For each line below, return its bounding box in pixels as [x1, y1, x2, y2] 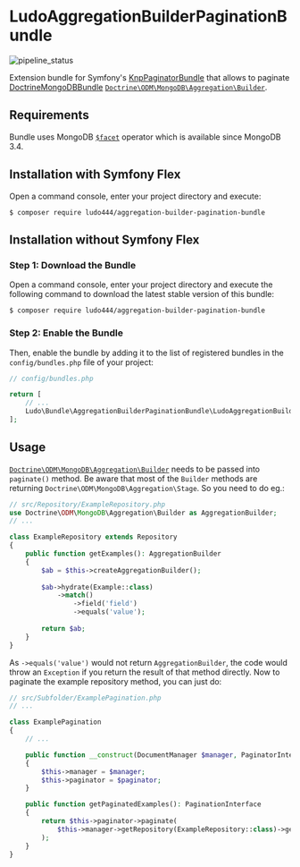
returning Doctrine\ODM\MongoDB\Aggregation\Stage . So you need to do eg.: [9, 482, 286, 493]
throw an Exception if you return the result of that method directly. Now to [9, 667, 280, 677]
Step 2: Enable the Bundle [9, 327, 123, 339]
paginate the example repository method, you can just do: [9, 676, 222, 686]
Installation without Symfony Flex [9, 232, 200, 247]
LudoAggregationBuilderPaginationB [9, 6, 287, 27]
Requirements [9, 107, 89, 123]
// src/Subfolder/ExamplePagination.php [9, 693, 162, 702]
